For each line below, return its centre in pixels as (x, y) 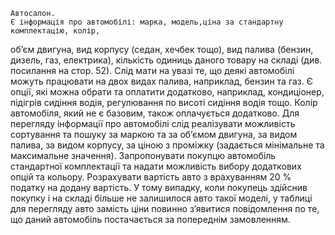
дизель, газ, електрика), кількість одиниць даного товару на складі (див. (166, 60)
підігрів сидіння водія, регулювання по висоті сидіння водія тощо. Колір (164, 102)
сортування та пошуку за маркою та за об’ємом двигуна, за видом (154, 134)
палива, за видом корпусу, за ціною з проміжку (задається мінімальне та (167, 145)
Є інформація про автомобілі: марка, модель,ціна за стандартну (147, 22)
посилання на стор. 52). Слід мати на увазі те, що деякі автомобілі (152, 70)
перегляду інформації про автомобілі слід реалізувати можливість (153, 123)
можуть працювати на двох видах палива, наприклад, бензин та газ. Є (161, 81)
